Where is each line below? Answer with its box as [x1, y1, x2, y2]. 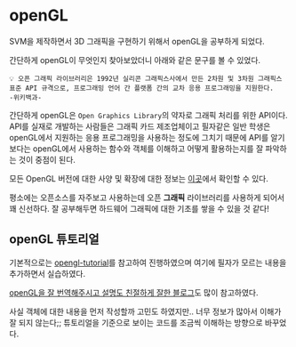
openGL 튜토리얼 [9, 232, 100, 247]
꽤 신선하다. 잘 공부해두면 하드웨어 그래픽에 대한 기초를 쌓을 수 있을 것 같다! [9, 203, 269, 214]
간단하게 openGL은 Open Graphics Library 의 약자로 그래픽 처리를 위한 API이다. [9, 109, 288, 120]
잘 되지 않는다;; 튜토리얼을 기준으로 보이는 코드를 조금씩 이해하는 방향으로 [9, 317, 264, 327]
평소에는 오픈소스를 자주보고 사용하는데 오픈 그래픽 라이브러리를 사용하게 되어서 [9, 192, 285, 203]
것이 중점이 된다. [18, 154, 76, 165]
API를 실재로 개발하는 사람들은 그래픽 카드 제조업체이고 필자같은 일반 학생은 [9, 121, 271, 132]
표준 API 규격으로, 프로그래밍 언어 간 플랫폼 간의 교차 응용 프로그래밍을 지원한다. [9, 84, 274, 93]
